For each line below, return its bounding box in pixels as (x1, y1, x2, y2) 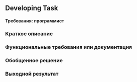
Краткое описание (5, 30, 53, 37)
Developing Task (5, 4, 58, 12)
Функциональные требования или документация (5, 43, 132, 50)
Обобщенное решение (5, 57, 63, 64)
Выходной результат (5, 70, 59, 77)
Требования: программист (5, 17, 64, 24)
